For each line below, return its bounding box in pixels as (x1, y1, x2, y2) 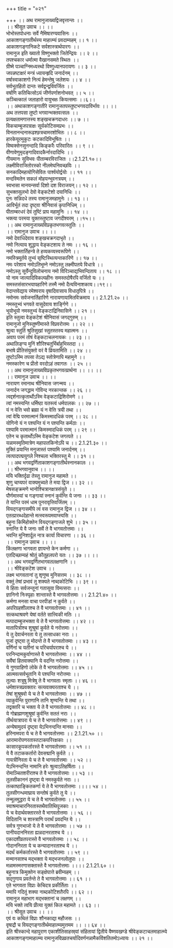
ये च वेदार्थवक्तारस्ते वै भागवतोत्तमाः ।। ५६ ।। (6, 809, 92, 816)
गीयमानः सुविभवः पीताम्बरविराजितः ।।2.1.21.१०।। (6, 156, 102, 162)
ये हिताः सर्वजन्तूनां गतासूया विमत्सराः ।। (6, 585, 80, 592)
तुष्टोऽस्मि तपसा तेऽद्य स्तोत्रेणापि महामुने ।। (6, 353, 86, 360)
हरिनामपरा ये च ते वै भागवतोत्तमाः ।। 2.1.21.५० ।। (6, 730, 103, 737)
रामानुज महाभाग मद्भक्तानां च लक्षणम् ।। (6, 895, 82, 902)
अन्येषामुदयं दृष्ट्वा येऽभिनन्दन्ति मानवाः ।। (6, 723, 83, 730)
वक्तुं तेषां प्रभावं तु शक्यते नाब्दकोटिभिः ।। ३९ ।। (6, 578, 98, 585)
